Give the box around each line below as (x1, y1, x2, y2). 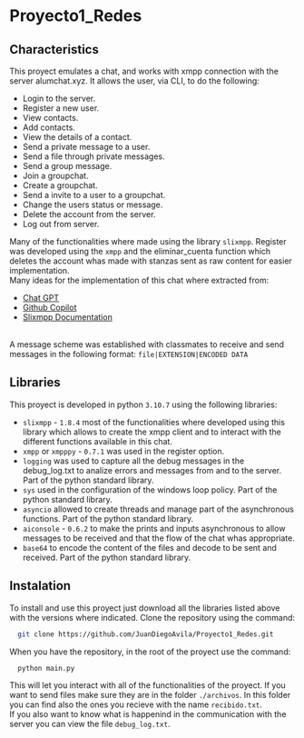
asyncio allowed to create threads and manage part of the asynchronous (22, 504, 295, 514)
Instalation (9, 578, 71, 593)
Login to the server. (22, 93, 96, 104)
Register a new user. (22, 103, 100, 114)
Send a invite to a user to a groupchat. (22, 190, 166, 200)
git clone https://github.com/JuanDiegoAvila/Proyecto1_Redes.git (17, 629, 274, 639)
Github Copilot (22, 302, 77, 313)
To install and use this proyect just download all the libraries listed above (9, 602, 280, 613)
